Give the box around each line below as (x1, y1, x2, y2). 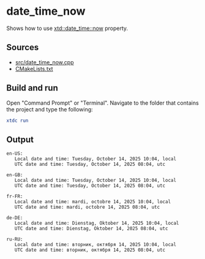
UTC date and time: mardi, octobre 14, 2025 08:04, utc (14, 204, 160, 211)
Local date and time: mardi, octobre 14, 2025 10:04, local (14, 199, 171, 205)
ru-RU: (6, 236, 23, 242)
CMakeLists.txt (15, 65, 53, 72)
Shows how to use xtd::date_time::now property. (6, 24, 129, 32)
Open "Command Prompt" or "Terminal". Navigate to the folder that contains (6, 99, 199, 107)
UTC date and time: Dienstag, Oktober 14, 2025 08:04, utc (14, 225, 168, 232)
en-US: (6, 151, 23, 157)
